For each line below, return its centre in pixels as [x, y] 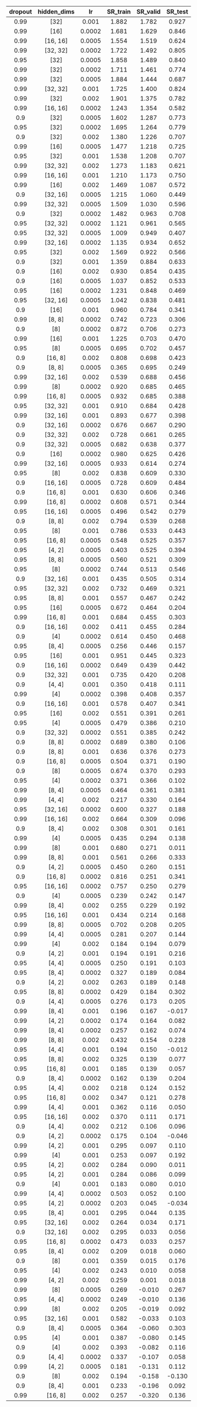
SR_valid [149, 12]
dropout [21, 12]
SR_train [119, 12]
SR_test [177, 12]
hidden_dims [56, 12]
